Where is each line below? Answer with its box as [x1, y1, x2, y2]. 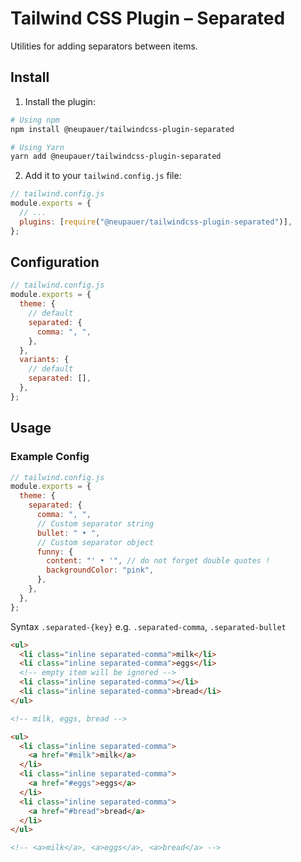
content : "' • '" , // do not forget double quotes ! [46, 556, 271, 566]
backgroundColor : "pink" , [46, 565, 155, 576]
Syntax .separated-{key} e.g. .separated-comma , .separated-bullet [10, 620, 287, 632]
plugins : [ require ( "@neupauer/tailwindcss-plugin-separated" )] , [19, 217, 293, 227]
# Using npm [10, 115, 60, 125]
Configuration [10, 254, 100, 271]
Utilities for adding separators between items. [10, 40, 198, 52]
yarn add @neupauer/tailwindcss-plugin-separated [10, 152, 222, 162]
